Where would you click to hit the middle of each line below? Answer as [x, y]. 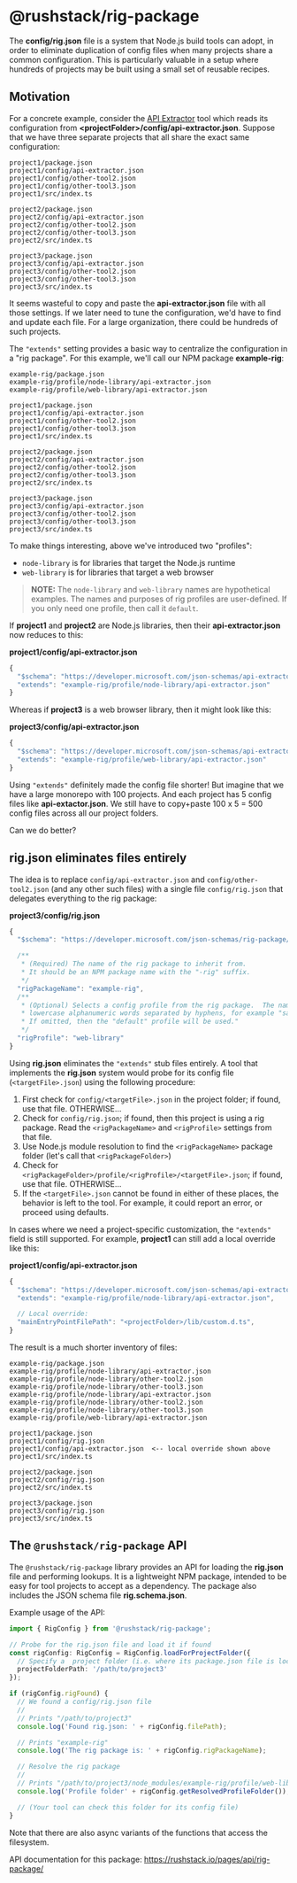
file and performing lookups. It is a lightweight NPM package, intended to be [148, 1576]
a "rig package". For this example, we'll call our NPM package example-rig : [147, 358]
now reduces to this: [46, 634]
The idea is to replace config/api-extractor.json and [107, 880]
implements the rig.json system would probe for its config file [122, 1073]
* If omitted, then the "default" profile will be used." [130, 1022]
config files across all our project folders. [84, 813]
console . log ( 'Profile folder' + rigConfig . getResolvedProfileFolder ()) [152, 1791]
